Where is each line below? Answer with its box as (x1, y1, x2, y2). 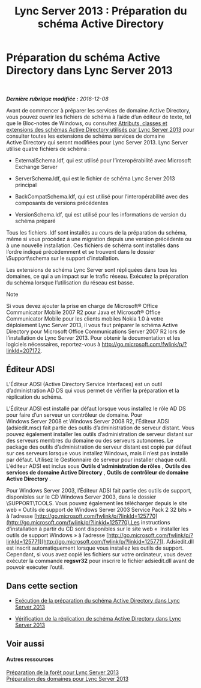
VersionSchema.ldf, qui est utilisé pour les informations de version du (14, 210, 187, 218)
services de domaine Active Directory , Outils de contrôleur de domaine (6, 468, 189, 476)
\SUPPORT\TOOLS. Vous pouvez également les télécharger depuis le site (6, 499, 188, 506)
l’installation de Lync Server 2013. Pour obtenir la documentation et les (6, 334, 181, 341)
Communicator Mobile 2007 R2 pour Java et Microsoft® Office (6, 309, 161, 316)
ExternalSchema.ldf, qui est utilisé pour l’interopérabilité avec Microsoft (14, 156, 191, 164)
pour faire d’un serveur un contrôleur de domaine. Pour (6, 411, 143, 419)
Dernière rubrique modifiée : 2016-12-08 (6, 95, 109, 102)
